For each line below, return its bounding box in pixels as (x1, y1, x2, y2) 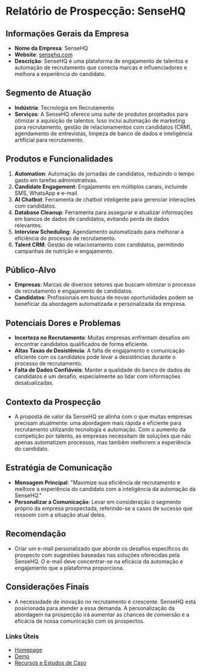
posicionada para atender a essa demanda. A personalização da (14, 604, 175, 611)
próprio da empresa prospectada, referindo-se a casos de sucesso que (14, 504, 193, 512)
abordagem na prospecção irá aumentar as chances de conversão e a (14, 611, 190, 618)
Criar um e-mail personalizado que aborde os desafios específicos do (14, 545, 189, 552)
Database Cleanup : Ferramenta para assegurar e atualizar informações (14, 208, 193, 216)
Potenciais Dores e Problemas (5, 317, 121, 328)
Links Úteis (5, 633, 39, 641)
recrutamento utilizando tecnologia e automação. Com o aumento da (14, 426, 186, 433)
